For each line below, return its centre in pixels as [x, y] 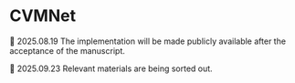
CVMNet [42, 16]
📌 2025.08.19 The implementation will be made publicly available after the [147, 41]
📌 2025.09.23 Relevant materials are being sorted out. [111, 68]
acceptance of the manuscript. [67, 50]
